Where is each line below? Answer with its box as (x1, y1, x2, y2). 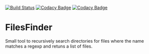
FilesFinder (5, 22, 53, 33)
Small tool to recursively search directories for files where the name (5, 38, 145, 44)
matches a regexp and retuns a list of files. (5, 43, 93, 49)
